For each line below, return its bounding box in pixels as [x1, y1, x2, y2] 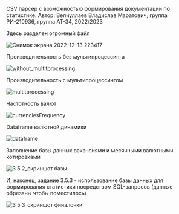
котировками [6, 154, 41, 160]
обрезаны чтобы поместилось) [6, 190, 86, 196]
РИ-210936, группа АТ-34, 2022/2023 [6, 18, 103, 25]
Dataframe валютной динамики [6, 123, 87, 131]
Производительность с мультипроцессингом [6, 77, 123, 83]
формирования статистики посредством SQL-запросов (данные [6, 183, 173, 190]
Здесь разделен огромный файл [6, 30, 90, 37]
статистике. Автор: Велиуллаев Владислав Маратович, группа [6, 11, 168, 19]
